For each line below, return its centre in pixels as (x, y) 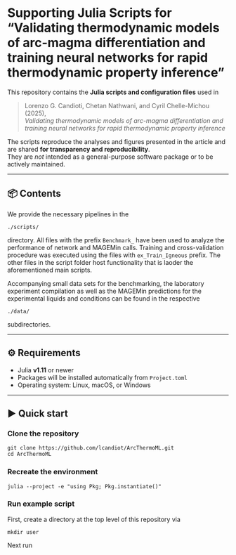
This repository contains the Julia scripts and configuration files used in (113, 92)
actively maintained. (36, 164)
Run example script (41, 504)
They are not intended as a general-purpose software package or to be (110, 157)
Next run (20, 545)
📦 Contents (34, 194)
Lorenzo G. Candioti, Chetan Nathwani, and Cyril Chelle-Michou (117, 105)
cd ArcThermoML (29, 455)
